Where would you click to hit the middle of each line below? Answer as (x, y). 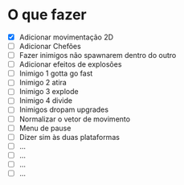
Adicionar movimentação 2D (66, 37)
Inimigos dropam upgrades (64, 109)
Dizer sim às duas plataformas (69, 137)
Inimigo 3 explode (49, 92)
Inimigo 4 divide (46, 101)
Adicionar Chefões (50, 46)
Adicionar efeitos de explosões (70, 64)
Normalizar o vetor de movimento (74, 119)
